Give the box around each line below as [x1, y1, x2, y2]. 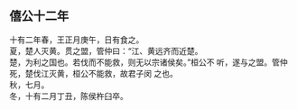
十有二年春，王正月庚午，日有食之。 [9, 34, 144, 45]
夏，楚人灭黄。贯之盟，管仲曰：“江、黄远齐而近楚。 [9, 45, 203, 56]
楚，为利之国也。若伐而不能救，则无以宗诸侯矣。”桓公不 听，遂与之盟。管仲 [9, 57, 289, 68]
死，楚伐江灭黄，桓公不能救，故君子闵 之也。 [9, 68, 178, 78]
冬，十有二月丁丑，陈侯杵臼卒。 [9, 90, 128, 101]
